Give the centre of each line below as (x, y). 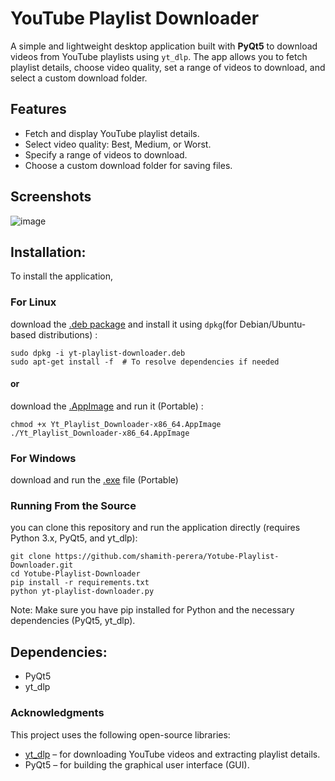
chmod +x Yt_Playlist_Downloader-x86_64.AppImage (116, 424)
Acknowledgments (57, 713)
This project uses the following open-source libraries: (120, 734)
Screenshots (51, 197)
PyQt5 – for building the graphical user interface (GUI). (137, 764)
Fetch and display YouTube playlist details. (112, 133)
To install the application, (61, 276)
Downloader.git (42, 565)
